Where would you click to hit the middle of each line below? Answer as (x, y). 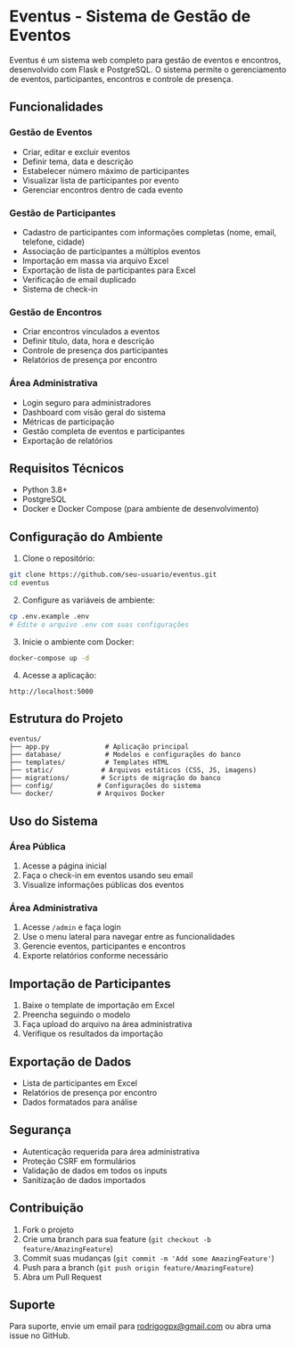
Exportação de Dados (70, 1061)
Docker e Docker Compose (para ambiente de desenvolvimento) (140, 509)
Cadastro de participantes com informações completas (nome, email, (149, 232)
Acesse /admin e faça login (72, 927)
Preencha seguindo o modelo (76, 1015)
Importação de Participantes (90, 984)
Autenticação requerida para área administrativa (111, 1151)
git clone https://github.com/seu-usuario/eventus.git (113, 575)
